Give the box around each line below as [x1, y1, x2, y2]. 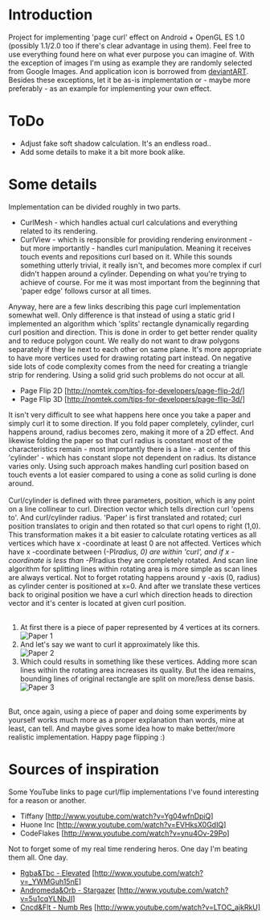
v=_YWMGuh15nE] [19, 876, 82, 886]
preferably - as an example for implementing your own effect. [8, 83, 212, 93]
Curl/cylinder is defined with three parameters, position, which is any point [8, 495, 256, 505]
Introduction [8, 6, 93, 24]
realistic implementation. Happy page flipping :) [8, 731, 166, 742]
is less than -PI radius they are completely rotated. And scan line [46, 555, 259, 565]
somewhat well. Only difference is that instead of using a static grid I [8, 310, 235, 320]
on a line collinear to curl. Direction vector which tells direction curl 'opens [8, 504, 255, 513]
